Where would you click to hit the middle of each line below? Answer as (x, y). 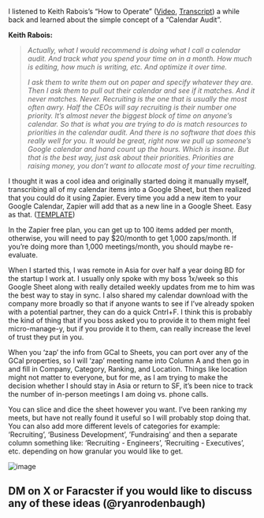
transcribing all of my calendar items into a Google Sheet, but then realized (130, 189)
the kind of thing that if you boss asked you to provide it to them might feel (129, 320)
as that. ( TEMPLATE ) (42, 215)
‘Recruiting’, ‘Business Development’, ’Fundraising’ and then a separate (123, 435)
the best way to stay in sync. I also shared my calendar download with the (128, 295)
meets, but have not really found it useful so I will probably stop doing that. (129, 418)
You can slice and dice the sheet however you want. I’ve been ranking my (128, 409)
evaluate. (23, 255)
